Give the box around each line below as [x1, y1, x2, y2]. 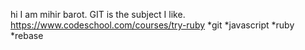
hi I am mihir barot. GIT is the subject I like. [10, 9, 186, 20]
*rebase [10, 30, 44, 41]
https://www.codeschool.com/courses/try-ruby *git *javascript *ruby [10, 19, 295, 31]
